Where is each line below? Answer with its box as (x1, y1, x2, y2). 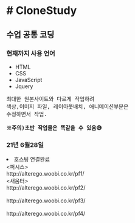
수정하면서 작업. (6, 111, 47, 117)
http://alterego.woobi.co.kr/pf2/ (6, 184, 86, 191)
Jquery (15, 83, 33, 90)
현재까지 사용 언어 (6, 49, 56, 58)
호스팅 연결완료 (14, 156, 50, 163)
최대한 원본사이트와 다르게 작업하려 (6, 95, 95, 102)
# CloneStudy (6, 4, 77, 18)
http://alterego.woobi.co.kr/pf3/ (6, 197, 86, 204)
